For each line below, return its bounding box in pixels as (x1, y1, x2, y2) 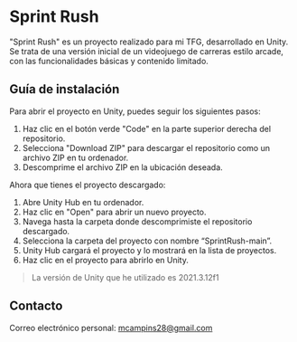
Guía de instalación (9, 81, 120, 97)
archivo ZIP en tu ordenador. (22, 152, 129, 163)
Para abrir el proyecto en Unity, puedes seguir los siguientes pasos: (9, 106, 261, 117)
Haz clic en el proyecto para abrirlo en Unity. (22, 254, 190, 265)
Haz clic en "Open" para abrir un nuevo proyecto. (22, 206, 207, 217)
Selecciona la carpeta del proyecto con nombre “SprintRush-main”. (22, 235, 273, 246)
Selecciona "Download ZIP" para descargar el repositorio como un (22, 142, 271, 153)
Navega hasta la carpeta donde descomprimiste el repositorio (22, 215, 253, 227)
